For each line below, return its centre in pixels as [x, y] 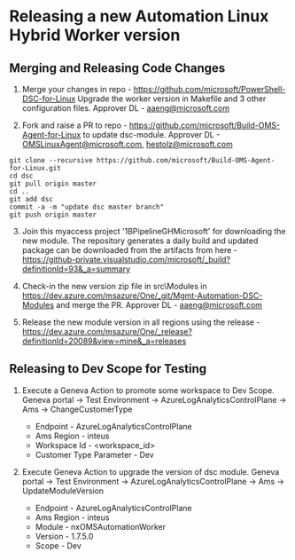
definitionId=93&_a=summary [76, 269]
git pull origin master [53, 184]
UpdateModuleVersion [63, 491]
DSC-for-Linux [49, 99]
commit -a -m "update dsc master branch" [87, 207]
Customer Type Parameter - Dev [95, 454]
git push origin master [53, 215]
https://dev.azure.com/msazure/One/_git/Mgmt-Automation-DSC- [142, 296]
